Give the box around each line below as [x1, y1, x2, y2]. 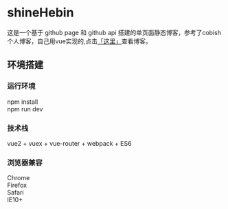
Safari [7, 188, 24, 197]
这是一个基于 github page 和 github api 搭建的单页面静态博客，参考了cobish [7, 28, 222, 36]
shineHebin [7, 5, 74, 21]
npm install [7, 98, 38, 106]
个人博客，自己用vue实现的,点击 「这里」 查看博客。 [7, 36, 152, 45]
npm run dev [7, 104, 43, 113]
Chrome [7, 174, 30, 182]
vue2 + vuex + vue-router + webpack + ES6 [7, 139, 132, 147]
